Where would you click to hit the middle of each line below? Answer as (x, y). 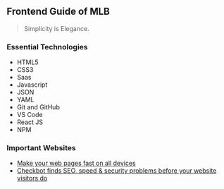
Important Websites (42, 148)
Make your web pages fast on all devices (76, 163)
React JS (30, 122)
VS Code (30, 115)
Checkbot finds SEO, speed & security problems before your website (117, 171)
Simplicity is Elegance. (56, 28)
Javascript (32, 85)
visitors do (32, 178)
